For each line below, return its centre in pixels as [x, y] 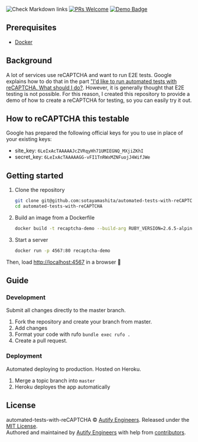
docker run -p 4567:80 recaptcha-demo [62, 251]
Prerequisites [31, 28]
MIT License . [22, 426]
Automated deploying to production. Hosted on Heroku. [74, 369]
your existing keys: [29, 139]
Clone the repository [40, 190]
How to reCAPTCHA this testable [68, 119]
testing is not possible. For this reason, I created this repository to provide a [98, 94]
